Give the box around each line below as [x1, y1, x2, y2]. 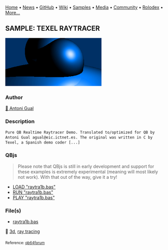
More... [5, 10, 20, 16]
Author [5, 93, 23, 101]
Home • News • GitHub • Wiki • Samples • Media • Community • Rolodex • [5, 5, 163, 10]
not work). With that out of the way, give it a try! [17, 174, 117, 180]
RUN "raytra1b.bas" [12, 189, 54, 195]
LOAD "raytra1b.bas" [12, 184, 56, 190]
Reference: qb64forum [5, 240, 45, 245]
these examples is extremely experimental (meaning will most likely [17, 169, 158, 175]
